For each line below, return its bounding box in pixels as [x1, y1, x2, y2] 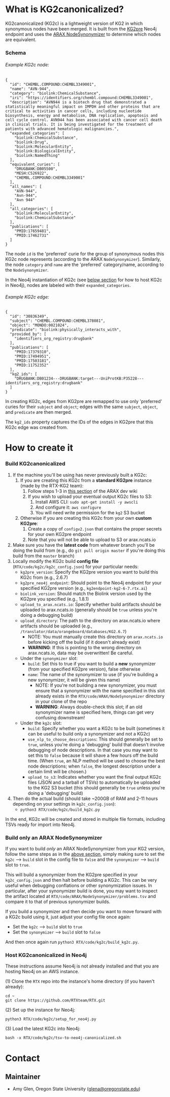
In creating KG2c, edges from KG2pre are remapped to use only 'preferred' [5, 398, 162, 405]
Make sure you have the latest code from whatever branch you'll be [12, 542, 155, 548]
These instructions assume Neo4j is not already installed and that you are [5, 963, 159, 969]
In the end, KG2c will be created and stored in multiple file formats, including [5, 816, 165, 822]
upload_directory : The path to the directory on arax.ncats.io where [20, 617, 161, 623]
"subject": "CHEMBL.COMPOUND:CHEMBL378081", [10, 318, 106, 323]
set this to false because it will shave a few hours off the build [27, 752, 158, 758]
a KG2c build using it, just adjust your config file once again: [5, 914, 131, 920]
